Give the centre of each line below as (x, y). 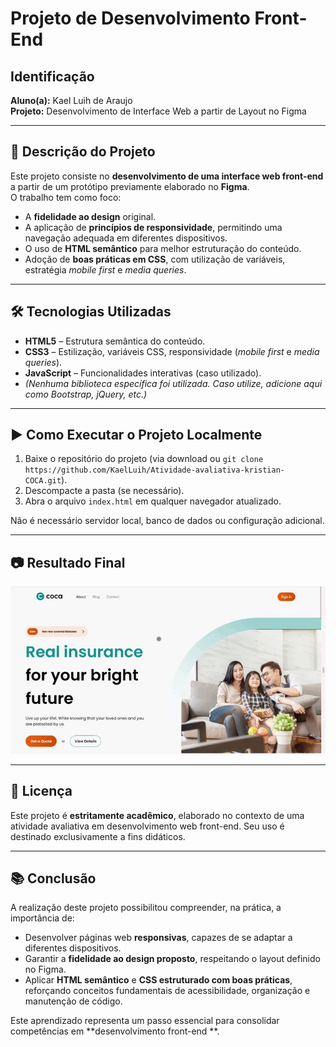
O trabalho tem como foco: (66, 197)
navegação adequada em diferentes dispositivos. (126, 238)
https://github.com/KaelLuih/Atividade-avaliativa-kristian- (155, 470)
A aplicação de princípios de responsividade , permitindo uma (153, 227)
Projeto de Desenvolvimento (130, 18)
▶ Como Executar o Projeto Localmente (136, 435)
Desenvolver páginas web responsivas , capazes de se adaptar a (158, 938)
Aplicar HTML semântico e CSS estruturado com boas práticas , (158, 980)
